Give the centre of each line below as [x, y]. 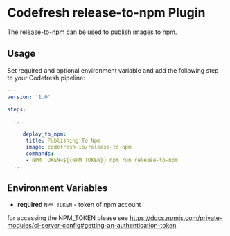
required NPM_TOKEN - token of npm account [79, 205]
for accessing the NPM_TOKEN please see [68, 218]
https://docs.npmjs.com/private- [176, 218]
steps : [17, 109]
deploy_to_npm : [45, 134]
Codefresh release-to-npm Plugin [106, 13]
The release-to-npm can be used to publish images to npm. [92, 32]
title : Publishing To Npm [63, 141]
